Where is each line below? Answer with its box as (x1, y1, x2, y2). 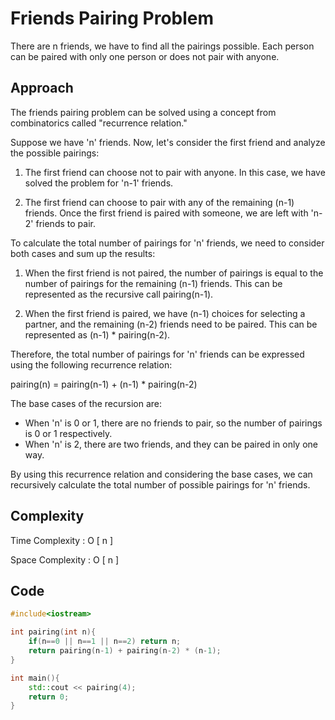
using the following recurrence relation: (10, 358, 173, 371)
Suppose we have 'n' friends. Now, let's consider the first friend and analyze (10, 136, 326, 148)
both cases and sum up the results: (10, 247, 156, 259)
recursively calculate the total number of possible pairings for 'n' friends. (10, 478, 311, 491)
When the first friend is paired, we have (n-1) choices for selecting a (24, 307, 306, 319)
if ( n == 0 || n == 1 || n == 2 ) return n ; (28, 637, 182, 647)
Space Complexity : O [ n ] (10, 553, 120, 566)
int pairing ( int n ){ (10, 627, 97, 637)
